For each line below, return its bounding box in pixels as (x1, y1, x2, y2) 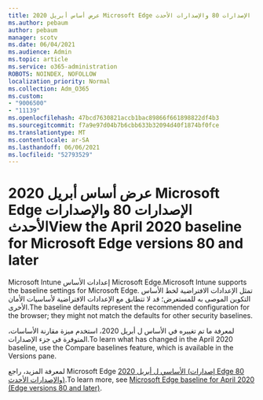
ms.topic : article (8, 56, 68, 64)
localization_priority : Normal (8, 77, 111, 85)
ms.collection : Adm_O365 (8, 84, 89, 93)
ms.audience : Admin (8, 48, 72, 56)
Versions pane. (8, 351, 57, 361)
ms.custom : (8, 92, 44, 100)
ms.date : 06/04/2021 (8, 41, 76, 49)
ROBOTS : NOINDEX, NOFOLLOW (8, 70, 97, 78)
